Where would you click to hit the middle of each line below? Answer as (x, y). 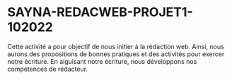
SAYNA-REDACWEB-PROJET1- (100, 12)
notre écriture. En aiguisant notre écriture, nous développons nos (102, 61)
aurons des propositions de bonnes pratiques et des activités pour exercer (116, 54)
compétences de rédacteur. (48, 69)
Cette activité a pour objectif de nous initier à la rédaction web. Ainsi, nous (116, 46)
